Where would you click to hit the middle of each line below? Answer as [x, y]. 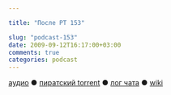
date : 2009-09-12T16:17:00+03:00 [65, 45]
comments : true [34, 52]
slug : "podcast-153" [43, 37]
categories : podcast [43, 60]
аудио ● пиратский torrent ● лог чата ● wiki [86, 83]
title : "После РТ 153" [47, 23]
